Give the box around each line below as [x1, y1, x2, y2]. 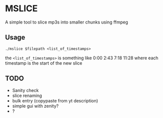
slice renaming [12, 93, 42, 98]
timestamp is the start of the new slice [5, 60, 82, 66]
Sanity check [12, 87, 39, 93]
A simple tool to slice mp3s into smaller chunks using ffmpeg [5, 19, 129, 25]
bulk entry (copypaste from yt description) [12, 97, 98, 103]
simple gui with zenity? [12, 103, 59, 109]
